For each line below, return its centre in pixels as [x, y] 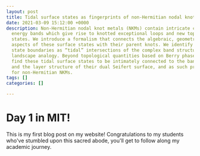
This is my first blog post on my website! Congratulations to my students [95, 134]
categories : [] [25, 84]
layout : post [22, 12]
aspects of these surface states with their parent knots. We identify [102, 45]
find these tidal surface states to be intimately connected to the [98, 61]
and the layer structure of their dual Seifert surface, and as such [99, 67]
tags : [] [17, 78]
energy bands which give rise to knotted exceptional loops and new [98, 34]
